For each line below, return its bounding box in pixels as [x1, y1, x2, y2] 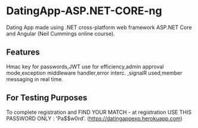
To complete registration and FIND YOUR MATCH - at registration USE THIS [6, 108, 192, 116]
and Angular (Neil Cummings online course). [6, 30, 115, 37]
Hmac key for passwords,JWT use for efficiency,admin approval [6, 63, 164, 70]
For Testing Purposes [6, 93, 88, 103]
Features [6, 47, 40, 57]
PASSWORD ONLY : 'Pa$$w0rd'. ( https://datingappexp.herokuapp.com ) [6, 114, 183, 122]
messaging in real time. [6, 75, 64, 82]
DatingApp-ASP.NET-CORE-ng [6, 4, 162, 18]
